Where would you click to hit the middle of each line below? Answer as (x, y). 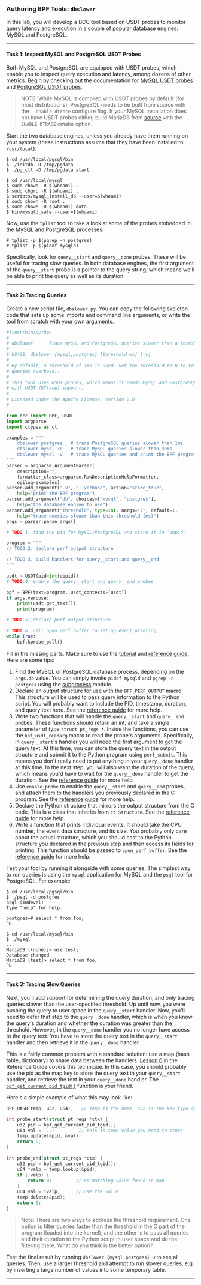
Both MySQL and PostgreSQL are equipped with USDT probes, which (92, 67)
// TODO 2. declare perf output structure (60, 549)
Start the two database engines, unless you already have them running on (97, 135)
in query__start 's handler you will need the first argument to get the (98, 742)
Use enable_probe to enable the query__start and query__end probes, (100, 786)
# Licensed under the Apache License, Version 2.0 (71, 399)
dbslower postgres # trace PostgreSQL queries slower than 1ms (100, 443)
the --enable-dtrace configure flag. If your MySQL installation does (104, 111)
